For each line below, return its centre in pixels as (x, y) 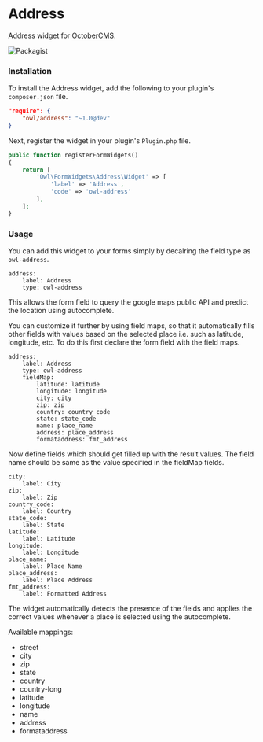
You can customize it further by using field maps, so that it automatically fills (131, 326)
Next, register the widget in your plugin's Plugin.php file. (99, 140)
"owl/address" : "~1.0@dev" (66, 119)
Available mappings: (41, 632)
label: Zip (40, 498)
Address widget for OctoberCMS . (62, 35)
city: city (54, 398)
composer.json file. (38, 97)
